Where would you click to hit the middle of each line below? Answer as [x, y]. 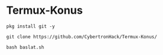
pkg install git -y [31, 26]
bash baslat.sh [25, 47]
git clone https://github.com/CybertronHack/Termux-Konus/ [82, 36]
